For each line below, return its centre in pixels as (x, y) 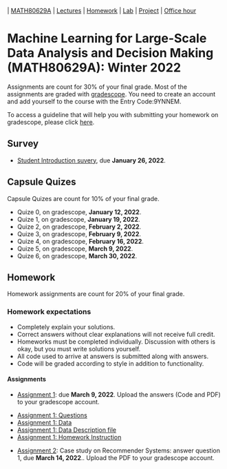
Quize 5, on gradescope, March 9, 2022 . (75, 249)
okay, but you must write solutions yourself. (79, 348)
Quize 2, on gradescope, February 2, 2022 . (79, 227)
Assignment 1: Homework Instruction (69, 437)
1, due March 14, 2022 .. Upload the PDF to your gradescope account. (116, 457)
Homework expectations (49, 312)
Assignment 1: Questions (52, 415)
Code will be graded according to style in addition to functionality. (110, 363)
